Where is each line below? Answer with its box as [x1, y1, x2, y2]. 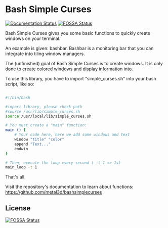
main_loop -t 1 [5, 165, 37, 170]
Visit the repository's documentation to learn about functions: [5, 184, 134, 190]
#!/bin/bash [5, 95, 30, 100]
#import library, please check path [5, 104, 82, 109]
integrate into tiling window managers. [5, 51, 85, 57]
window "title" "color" [14, 137, 65, 142]
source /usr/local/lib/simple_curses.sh [5, 114, 92, 119]
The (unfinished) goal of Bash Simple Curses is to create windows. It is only [5, 60, 163, 66]
